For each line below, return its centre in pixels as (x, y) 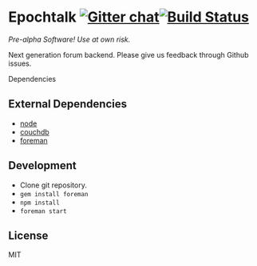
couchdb (34, 131)
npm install (40, 203)
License (28, 235)
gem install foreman (54, 194)
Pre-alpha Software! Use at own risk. (69, 39)
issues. (20, 63)
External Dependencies (68, 104)
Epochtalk (43, 17)
